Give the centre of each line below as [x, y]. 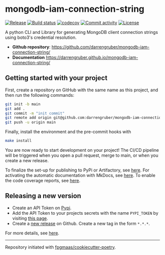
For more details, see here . [32, 233]
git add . [15, 109]
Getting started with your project [56, 78]
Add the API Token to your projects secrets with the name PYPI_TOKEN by [85, 213]
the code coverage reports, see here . [43, 181]
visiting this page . [30, 218]
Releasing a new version [43, 196]
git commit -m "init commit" [35, 113]
